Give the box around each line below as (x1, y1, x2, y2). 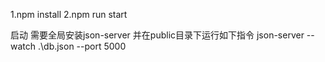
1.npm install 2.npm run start (10, 9, 128, 20)
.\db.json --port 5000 (37, 40, 127, 52)
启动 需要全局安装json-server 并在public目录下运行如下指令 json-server (10, 29, 305, 41)
